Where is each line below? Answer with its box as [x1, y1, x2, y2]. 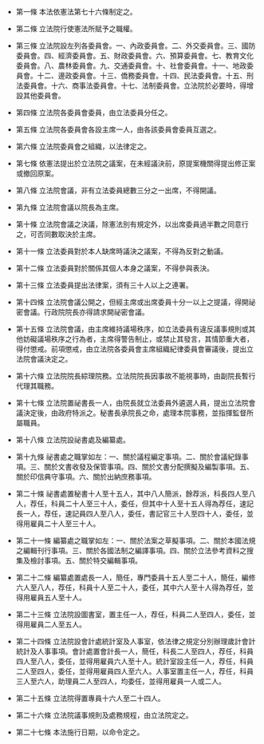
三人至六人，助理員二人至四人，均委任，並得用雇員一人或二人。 [15, 677, 226, 686]
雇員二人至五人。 [30, 619, 86, 629]
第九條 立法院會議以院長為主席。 [15, 203, 124, 212]
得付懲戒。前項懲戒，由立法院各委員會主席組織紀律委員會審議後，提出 [15, 344, 247, 354]
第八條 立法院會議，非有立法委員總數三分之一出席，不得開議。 [15, 186, 221, 195]
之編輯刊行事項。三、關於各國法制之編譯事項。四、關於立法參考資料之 [15, 546, 247, 555]
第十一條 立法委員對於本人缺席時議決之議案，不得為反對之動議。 [15, 247, 228, 255]
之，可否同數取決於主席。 [15, 230, 100, 239]
